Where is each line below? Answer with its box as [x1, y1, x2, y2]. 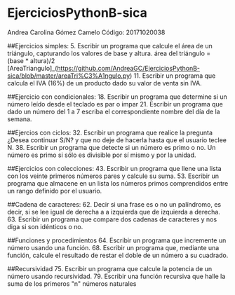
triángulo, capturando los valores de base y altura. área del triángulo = [7, 49, 211, 57]
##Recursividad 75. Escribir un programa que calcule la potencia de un [7, 264, 213, 273]
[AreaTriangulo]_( [7, 64, 58, 72]
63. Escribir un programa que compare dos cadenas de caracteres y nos [7, 215, 217, 224]
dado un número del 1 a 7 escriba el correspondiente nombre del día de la [7, 107, 220, 116]
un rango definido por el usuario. [7, 186, 102, 195]
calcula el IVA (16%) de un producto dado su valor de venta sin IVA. [7, 78, 202, 87]
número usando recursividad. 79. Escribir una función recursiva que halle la [7, 272, 226, 280]
